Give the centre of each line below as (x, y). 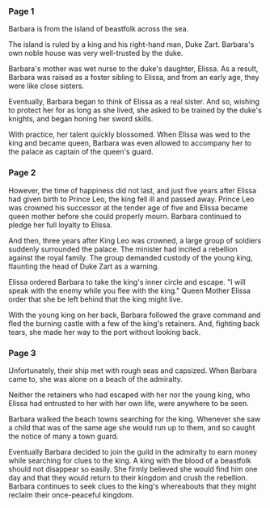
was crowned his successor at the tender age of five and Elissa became (128, 207)
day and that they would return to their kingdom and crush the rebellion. (128, 477)
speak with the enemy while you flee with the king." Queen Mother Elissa (129, 290)
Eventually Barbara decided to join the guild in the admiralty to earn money (133, 451)
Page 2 (22, 173)
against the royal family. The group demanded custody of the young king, (131, 257)
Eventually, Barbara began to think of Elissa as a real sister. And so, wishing (134, 102)
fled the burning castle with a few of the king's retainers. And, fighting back (134, 323)
